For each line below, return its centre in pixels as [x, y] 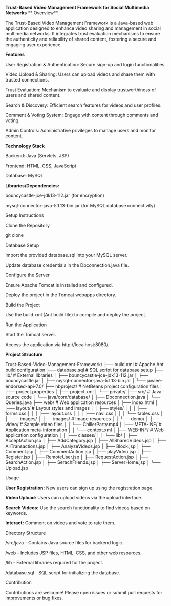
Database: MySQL [24, 176]
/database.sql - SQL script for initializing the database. [63, 573]
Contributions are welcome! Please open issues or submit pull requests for [84, 592]
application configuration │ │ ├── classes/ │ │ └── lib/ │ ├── [71, 435]
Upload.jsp [17, 468]
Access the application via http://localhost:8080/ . [57, 345]
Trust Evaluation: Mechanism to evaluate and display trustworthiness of [81, 90]
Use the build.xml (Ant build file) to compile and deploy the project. [76, 315]
